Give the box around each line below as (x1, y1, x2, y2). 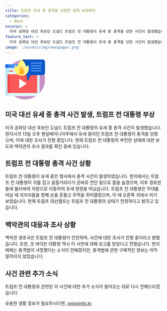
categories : (5, 13, 30, 18)
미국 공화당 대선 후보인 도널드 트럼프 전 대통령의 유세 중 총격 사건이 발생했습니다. (5, 125, 162, 131)
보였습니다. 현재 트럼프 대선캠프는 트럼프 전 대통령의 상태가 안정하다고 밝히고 (5, 198, 154, 204)
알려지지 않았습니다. (5, 253, 44, 259)
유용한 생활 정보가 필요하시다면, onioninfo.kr (5, 301, 92, 306)
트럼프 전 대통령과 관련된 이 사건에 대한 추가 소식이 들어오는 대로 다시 (5, 284, 139, 289)
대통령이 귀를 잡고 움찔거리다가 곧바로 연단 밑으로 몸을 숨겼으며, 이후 (15, 179, 148, 185)
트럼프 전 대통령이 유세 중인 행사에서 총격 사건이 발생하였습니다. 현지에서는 (5, 173, 150, 179)
